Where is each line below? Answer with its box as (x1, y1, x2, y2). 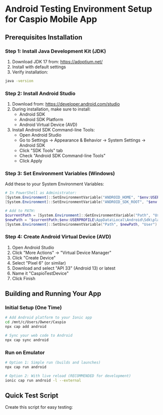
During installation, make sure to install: (12, 106, 91, 112)
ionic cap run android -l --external (5, 378, 81, 383)
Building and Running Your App (5, 289, 101, 298)
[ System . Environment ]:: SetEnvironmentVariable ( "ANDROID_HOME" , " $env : (5, 195, 151, 200)
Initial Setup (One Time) (5, 304, 62, 311)
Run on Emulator (5, 349, 45, 356)
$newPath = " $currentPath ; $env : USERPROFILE (5, 217, 95, 222)
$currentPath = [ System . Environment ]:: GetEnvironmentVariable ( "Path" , (5, 213, 151, 217)
